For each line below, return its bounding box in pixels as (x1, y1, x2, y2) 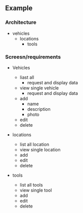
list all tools (19, 182, 43, 188)
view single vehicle (19, 85, 59, 91)
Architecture (5, 19, 37, 26)
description (27, 106, 51, 112)
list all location (19, 141, 50, 147)
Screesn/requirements (5, 53, 61, 60)
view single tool (19, 187, 52, 193)
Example (5, 4, 33, 12)
